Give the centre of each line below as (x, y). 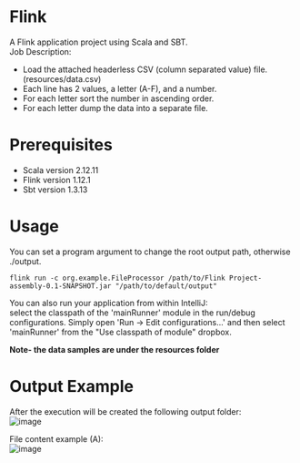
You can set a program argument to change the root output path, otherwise (150, 252)
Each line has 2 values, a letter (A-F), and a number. (120, 88)
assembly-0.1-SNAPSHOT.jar (60, 286)
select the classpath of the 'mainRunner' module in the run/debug (133, 313)
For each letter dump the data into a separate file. (115, 108)
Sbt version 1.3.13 (55, 190)
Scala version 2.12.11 (60, 170)
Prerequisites (61, 145)
